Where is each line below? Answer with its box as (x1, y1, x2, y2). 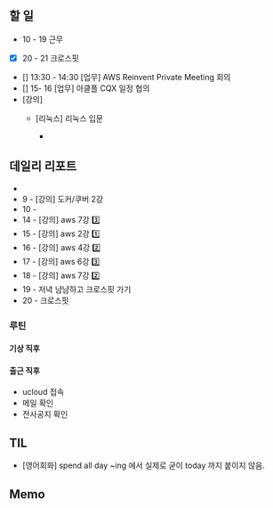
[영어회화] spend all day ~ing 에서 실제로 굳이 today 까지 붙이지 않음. (21, 460, 265, 471)
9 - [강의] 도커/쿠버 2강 (21, 193, 104, 204)
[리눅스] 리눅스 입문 (35, 112, 104, 123)
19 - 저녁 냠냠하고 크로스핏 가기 (21, 283, 132, 294)
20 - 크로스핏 (21, 295, 69, 306)
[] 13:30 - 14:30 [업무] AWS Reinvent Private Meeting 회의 (21, 71, 231, 82)
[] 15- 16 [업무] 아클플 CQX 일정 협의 (21, 83, 150, 94)
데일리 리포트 (9, 159, 77, 174)
